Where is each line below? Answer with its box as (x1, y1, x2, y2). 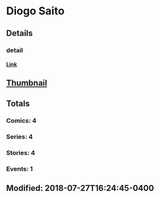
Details (6, 28, 33, 38)
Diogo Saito (6, 4, 64, 18)
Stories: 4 (6, 148, 36, 157)
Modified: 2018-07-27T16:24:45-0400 (6, 183, 154, 193)
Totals (6, 98, 30, 108)
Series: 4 (6, 132, 33, 141)
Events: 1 (6, 165, 33, 173)
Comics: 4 (6, 116, 37, 125)
